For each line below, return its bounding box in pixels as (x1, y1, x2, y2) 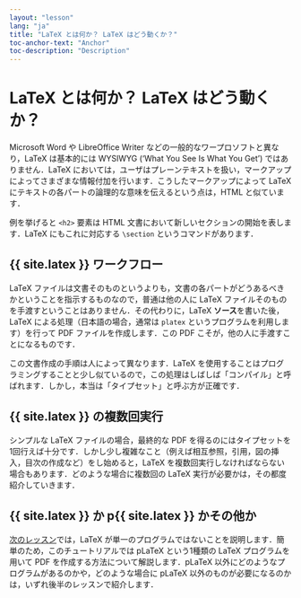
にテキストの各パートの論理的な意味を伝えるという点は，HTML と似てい (9, 187, 278, 198)
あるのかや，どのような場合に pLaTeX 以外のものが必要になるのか (47, 567, 292, 578)
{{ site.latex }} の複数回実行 (9, 409, 164, 425)
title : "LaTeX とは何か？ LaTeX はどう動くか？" (9, 30, 178, 39)
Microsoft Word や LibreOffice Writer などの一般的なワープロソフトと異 (9, 142, 271, 153)
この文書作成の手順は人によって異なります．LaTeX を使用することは (9, 357, 262, 368)
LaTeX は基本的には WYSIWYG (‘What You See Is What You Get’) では (24, 154, 281, 164)
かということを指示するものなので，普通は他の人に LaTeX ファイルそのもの (9, 294, 288, 304)
